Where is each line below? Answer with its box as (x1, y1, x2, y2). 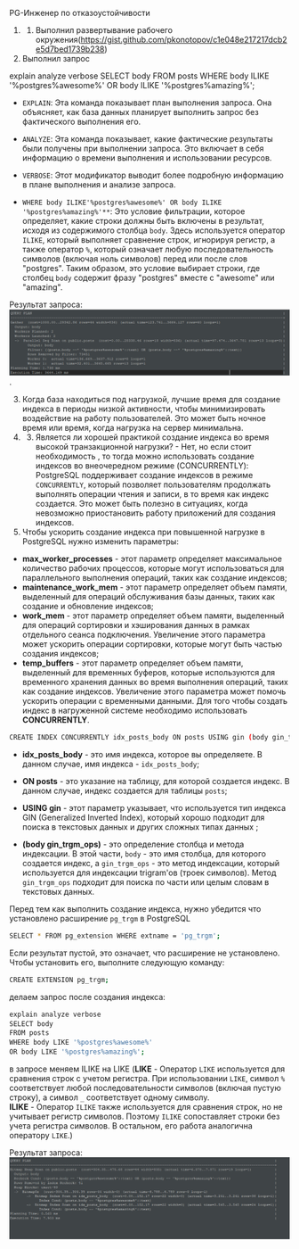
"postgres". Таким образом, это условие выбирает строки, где (21, 263, 261, 273)
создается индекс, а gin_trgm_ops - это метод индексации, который (21, 857, 280, 868)
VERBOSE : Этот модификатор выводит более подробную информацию (21, 170, 285, 180)
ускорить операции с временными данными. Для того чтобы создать (21, 696, 287, 707)
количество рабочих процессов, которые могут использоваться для (21, 563, 285, 574)
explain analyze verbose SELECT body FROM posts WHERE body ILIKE (9, 70, 270, 81)
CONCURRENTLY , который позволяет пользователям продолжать (35, 479, 271, 490)
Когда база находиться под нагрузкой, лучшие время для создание (21, 394, 281, 405)
